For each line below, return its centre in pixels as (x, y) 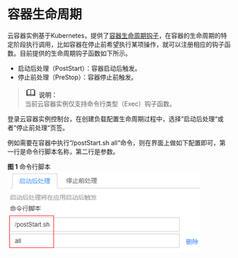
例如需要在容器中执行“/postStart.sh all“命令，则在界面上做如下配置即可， (113, 142)
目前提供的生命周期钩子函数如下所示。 (75, 53)
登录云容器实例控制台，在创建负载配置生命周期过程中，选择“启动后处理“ (113, 118)
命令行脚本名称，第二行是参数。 (72, 151)
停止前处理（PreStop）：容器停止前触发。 (78, 77)
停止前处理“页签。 (43, 128)
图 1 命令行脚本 (29, 167)
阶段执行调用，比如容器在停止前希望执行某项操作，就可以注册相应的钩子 (119, 44)
